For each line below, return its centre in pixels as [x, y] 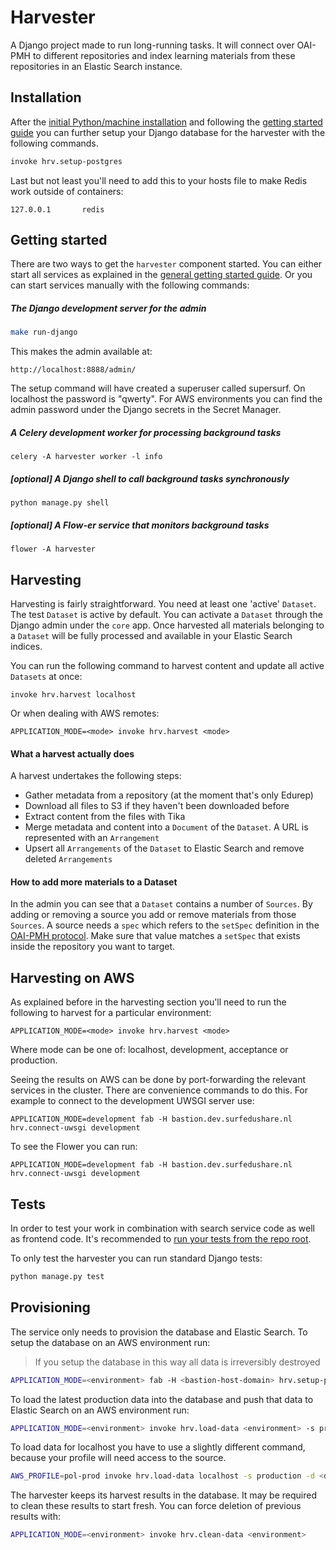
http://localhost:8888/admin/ [73, 370]
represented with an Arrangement [92, 838]
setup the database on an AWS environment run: [110, 1342]
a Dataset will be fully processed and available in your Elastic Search [151, 635]
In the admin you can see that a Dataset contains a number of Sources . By [161, 904]
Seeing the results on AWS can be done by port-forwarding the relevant [158, 1080]
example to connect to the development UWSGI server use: [132, 1101]
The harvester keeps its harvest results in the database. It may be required [163, 1495]
